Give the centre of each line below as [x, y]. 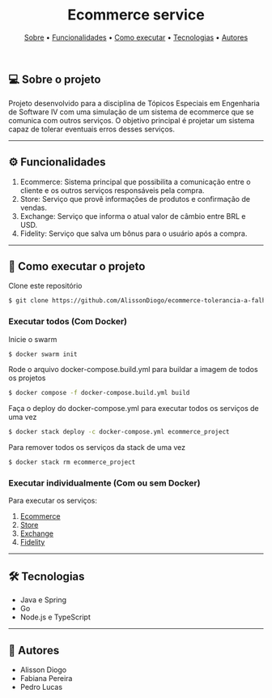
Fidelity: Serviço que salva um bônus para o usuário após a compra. [134, 233]
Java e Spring [43, 600]
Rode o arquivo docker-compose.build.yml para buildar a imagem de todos [133, 370]
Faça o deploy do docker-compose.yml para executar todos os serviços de [134, 409]
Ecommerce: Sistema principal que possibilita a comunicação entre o [135, 182]
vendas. [33, 208]
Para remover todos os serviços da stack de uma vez [97, 447]
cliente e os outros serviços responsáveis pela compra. [112, 190]
